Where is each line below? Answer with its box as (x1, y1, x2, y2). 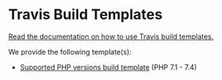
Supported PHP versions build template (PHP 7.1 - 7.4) (19, 62, 197, 72)
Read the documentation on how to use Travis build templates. (8, 32, 214, 41)
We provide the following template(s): (8, 47, 132, 56)
